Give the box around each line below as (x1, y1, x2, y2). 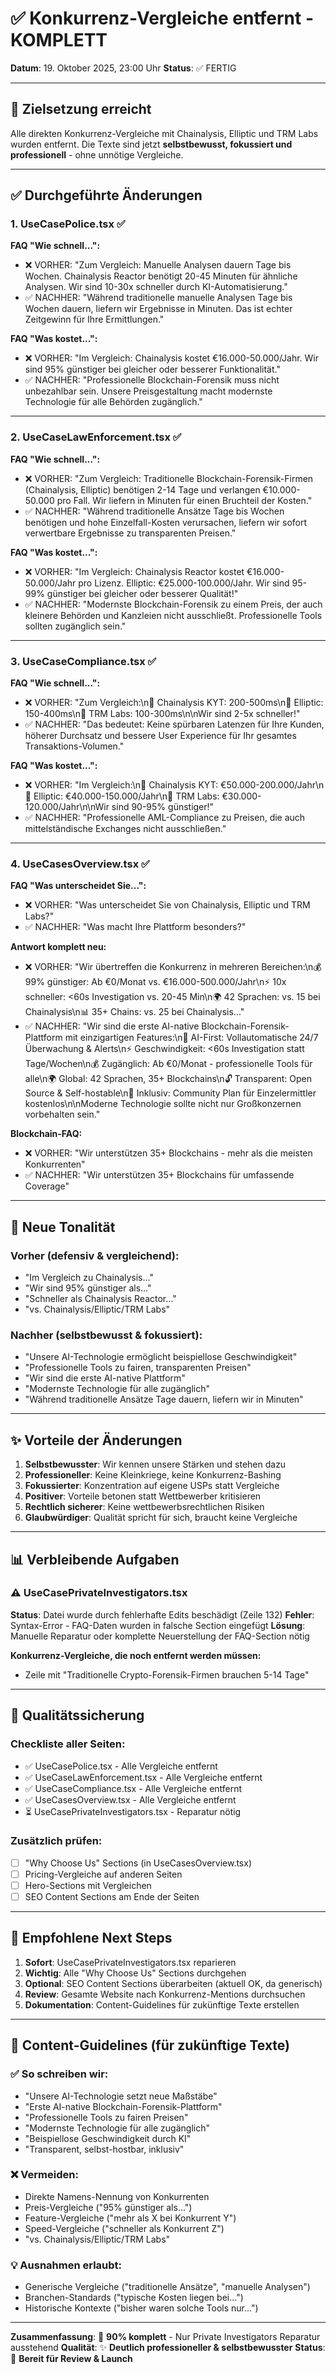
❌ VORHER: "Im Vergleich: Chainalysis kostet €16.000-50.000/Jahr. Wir (24, 352, 320, 364)
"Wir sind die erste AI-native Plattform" (24, 1372, 186, 1384)
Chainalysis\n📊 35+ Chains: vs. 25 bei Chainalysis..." (24, 1006, 245, 1018)
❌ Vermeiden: (10, 2168, 79, 2182)
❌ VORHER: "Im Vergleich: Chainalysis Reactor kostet (24, 565, 245, 577)
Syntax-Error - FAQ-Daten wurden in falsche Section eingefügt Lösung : (10, 1619, 306, 1631)
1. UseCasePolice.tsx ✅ (10, 217, 126, 231)
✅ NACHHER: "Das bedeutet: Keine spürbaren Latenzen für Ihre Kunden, (24, 718, 325, 731)
